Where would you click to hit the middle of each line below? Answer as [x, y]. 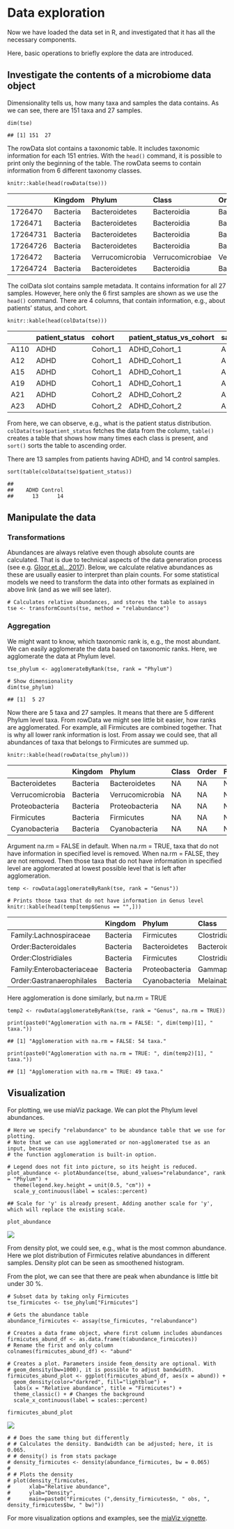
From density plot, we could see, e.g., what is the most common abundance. [117, 1248]
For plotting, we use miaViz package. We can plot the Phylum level [102, 1110]
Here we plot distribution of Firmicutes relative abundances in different [109, 1255]
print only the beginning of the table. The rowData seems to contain [104, 163]
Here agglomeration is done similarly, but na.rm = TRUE [87, 998]
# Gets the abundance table [48, 1315]
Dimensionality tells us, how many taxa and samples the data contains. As [113, 103]
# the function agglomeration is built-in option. [82, 1154]
